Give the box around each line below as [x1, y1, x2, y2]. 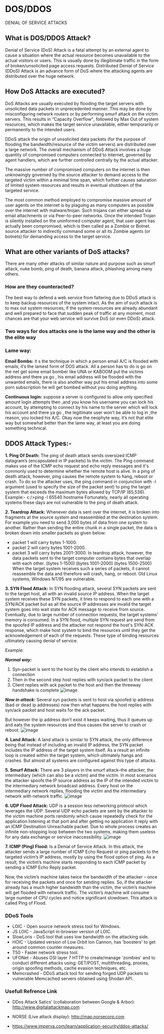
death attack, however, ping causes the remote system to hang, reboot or [5, 473, 153, 479]
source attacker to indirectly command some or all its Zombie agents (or [5, 228, 151, 234]
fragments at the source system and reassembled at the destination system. [5, 514, 159, 520]
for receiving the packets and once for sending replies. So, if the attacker [5, 879, 153, 885]
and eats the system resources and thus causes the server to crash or [5, 721, 147, 728]
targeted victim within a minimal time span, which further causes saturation [5, 177, 157, 183]
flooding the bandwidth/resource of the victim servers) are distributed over [5, 141, 157, 147]
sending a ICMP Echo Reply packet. [5, 864, 77, 870]
